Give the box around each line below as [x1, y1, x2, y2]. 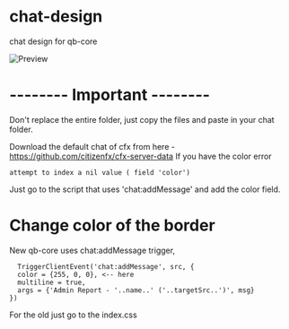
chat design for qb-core [9, 36, 98, 47]
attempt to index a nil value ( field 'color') [9, 168, 191, 177]
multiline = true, [17, 278, 87, 287]
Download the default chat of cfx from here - [9, 141, 175, 152]
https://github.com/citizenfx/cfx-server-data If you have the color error [9, 151, 272, 161]
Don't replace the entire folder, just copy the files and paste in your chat [9, 114, 276, 125]
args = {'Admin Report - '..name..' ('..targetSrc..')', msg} [17, 285, 255, 295]
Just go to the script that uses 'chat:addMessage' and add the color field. [9, 184, 281, 195]
